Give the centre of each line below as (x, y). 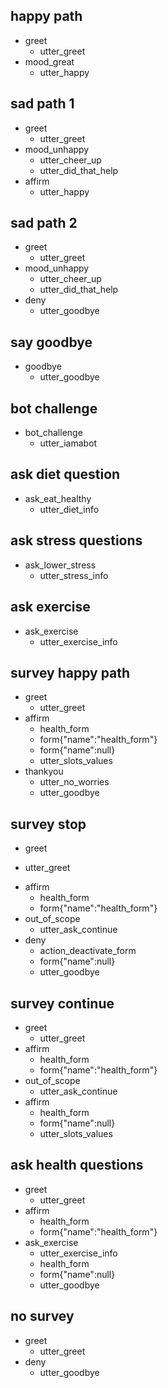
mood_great (49, 61)
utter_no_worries (74, 782)
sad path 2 (44, 223)
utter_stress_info (74, 575)
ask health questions (77, 1165)
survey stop (48, 824)
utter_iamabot (68, 443)
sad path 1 (42, 104)
